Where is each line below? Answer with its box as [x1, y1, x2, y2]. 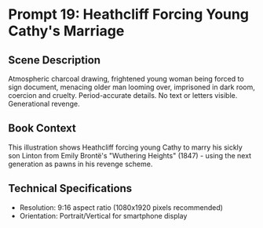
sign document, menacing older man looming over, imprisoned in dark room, [8, 82, 255, 92]
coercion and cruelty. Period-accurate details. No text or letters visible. [8, 91, 238, 100]
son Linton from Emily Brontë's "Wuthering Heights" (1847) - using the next [8, 150, 252, 160]
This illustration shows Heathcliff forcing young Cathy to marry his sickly [8, 143, 243, 152]
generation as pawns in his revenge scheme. [8, 159, 153, 168]
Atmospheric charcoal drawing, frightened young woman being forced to [8, 74, 245, 83]
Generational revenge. [8, 100, 80, 108]
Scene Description [8, 53, 100, 67]
